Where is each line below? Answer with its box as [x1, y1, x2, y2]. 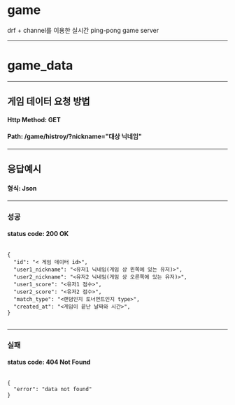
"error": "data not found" [13, 385, 92, 392]
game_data [7, 58, 73, 73]
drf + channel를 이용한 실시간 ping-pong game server [7, 26, 159, 34]
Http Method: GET [7, 115, 61, 124]
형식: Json [7, 184, 37, 193]
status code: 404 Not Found [7, 358, 91, 367]
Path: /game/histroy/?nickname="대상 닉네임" [7, 132, 142, 141]
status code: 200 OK [7, 230, 69, 238]
